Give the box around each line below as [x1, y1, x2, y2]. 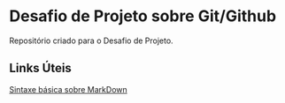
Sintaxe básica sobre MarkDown [9, 84, 128, 94]
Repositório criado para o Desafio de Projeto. [9, 35, 174, 46]
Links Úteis [9, 61, 73, 76]
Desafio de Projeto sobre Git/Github [9, 6, 277, 26]
